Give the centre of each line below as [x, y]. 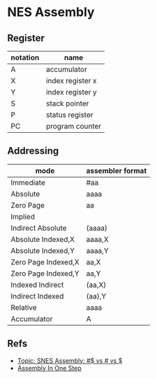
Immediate [28, 183]
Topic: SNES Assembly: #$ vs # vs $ [70, 360]
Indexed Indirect [37, 285]
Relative [24, 307]
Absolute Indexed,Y [43, 250]
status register [69, 115]
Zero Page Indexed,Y [45, 273]
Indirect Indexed [37, 296]
